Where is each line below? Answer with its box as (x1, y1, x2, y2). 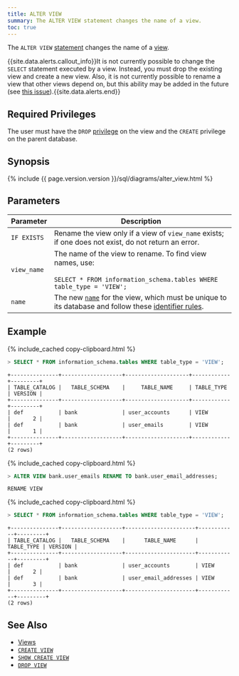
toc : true (7, 24, 37, 31)
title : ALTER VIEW (7, 10, 62, 18)
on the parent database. (7, 135, 78, 143)
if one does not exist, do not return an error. (53, 237, 200, 247)
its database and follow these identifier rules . (53, 301, 204, 311)
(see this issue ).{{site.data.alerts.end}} (7, 87, 121, 96)
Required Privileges (7, 108, 96, 120)
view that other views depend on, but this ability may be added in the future (7, 80, 229, 89)
